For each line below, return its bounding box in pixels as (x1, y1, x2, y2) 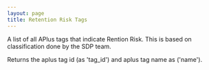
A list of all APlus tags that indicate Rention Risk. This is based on (7, 35, 192, 43)
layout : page (7, 10, 45, 17)
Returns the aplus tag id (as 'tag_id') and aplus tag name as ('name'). (7, 55, 203, 63)
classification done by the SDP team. (7, 42, 111, 50)
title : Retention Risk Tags (7, 16, 88, 23)
